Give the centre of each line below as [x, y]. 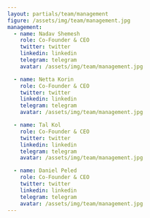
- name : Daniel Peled [45, 171]
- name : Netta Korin [44, 79]
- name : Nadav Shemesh [47, 34]
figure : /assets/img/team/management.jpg [69, 21]
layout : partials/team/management [58, 14]
